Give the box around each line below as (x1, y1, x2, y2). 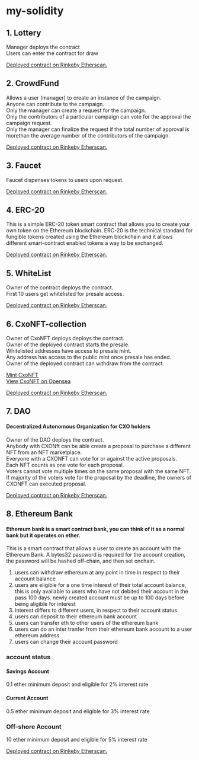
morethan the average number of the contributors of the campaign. (6, 132, 171, 139)
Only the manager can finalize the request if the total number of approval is (6, 126, 190, 133)
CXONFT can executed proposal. (6, 480, 87, 487)
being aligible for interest (14, 601, 76, 608)
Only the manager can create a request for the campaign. (6, 107, 146, 114)
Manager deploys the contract (6, 43, 80, 50)
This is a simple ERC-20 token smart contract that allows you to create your (6, 221, 191, 228)
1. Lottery (6, 28, 41, 38)
